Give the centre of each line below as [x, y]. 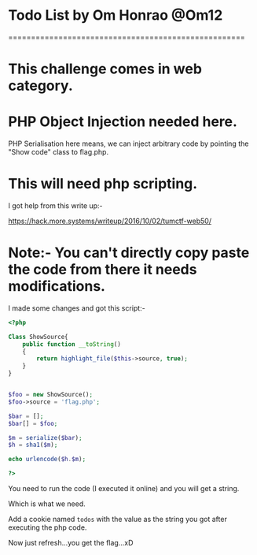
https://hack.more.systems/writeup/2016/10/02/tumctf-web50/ [110, 221]
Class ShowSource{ [38, 337]
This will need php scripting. [103, 184]
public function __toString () [72, 344]
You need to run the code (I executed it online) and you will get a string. [124, 489]
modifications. [57, 287]
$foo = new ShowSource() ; [50, 395]
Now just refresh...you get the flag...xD [71, 543]
